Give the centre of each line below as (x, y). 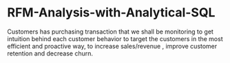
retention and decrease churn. (50, 53)
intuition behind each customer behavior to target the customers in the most (115, 38)
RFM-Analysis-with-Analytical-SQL (111, 13)
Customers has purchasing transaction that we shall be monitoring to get (110, 32)
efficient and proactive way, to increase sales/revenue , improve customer (112, 46)
